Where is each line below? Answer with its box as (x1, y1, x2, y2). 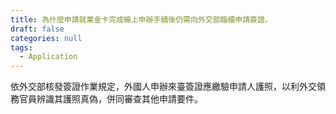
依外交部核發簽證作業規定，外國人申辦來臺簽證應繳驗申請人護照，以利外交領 (10, 81, 326, 93)
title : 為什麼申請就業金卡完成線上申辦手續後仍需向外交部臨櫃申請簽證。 (10, 14, 273, 25)
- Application (19, 52, 78, 62)
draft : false (10, 24, 65, 34)
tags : (10, 42, 33, 53)
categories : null (10, 33, 83, 43)
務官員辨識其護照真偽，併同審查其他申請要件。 (10, 93, 203, 105)
